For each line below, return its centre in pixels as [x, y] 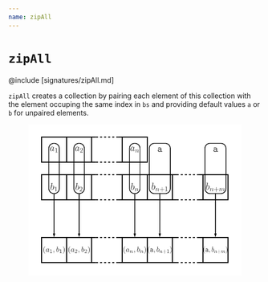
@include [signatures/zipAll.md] [61, 80]
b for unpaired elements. [49, 112]
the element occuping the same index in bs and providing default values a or [134, 104]
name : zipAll [30, 17]
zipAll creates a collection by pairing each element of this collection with [130, 96]
